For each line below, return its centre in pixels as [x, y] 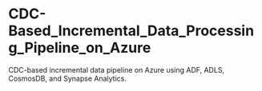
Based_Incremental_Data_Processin [131, 31]
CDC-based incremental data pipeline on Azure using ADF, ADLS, [117, 69]
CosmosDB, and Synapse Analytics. [67, 78]
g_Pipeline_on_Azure [80, 48]
